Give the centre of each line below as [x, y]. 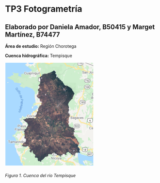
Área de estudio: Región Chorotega [41, 46]
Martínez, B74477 [32, 34]
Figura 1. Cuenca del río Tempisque [40, 175]
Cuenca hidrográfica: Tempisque [39, 55]
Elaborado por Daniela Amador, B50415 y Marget [80, 27]
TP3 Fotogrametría [44, 9]
